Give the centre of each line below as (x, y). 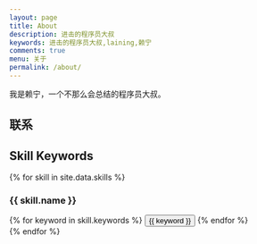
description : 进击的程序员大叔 (62, 34)
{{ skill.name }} (43, 200)
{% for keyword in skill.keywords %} (76, 221)
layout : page (33, 17)
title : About (33, 26)
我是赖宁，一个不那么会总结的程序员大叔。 (87, 94)
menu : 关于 (28, 59)
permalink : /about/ (46, 68)
